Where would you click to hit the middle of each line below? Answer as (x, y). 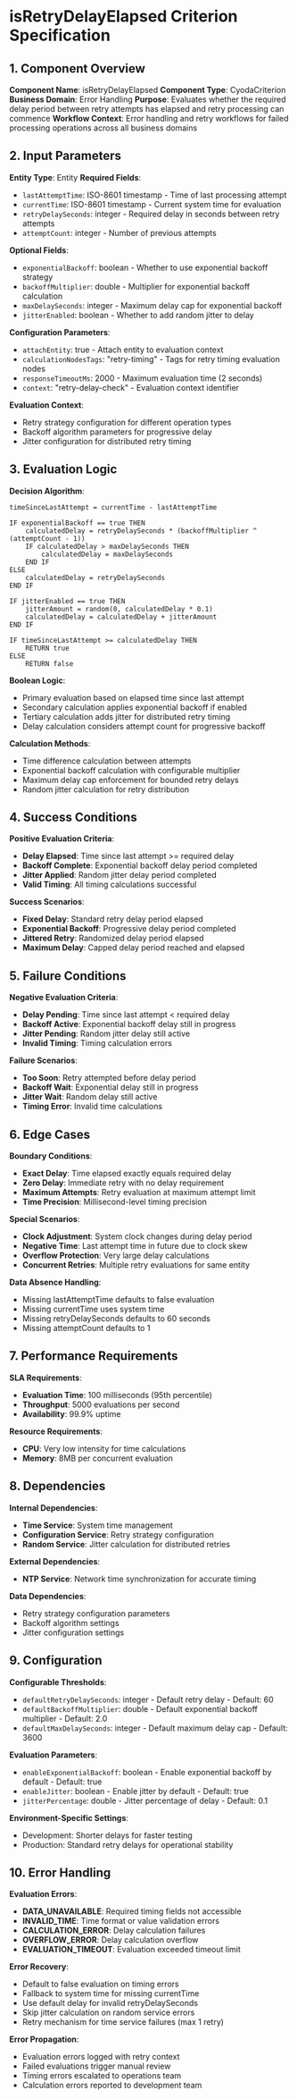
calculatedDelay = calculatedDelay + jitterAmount (121, 617)
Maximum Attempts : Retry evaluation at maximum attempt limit (139, 1193)
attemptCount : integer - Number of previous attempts (119, 232)
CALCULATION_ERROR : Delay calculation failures (114, 1930)
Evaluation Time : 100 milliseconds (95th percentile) (117, 1395)
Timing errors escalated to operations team (102, 2076)
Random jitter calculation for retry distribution (106, 789)
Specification (60, 35)
